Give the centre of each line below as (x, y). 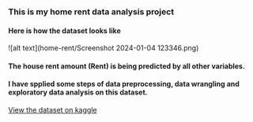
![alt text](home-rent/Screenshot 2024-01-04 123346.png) (104, 48)
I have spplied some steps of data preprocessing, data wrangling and (124, 84)
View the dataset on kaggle (53, 109)
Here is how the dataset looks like (64, 31)
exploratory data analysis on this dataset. (78, 92)
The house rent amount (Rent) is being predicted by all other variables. (126, 66)
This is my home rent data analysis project (91, 12)
